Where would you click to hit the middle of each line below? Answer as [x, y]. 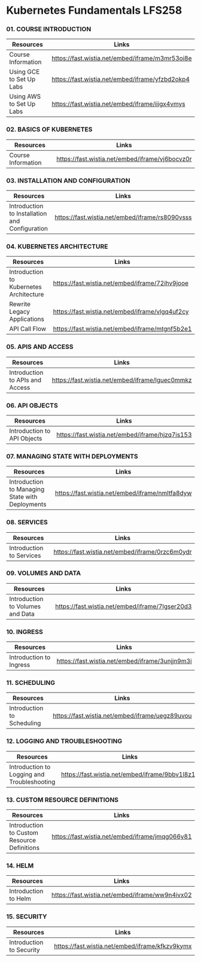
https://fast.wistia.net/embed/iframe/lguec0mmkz [122, 380]
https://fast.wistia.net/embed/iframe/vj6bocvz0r [124, 159]
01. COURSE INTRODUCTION [49, 29]
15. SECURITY [27, 917]
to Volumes [25, 606]
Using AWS [25, 96]
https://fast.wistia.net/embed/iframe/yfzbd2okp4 [121, 80]
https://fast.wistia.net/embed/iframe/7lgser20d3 [124, 606]
